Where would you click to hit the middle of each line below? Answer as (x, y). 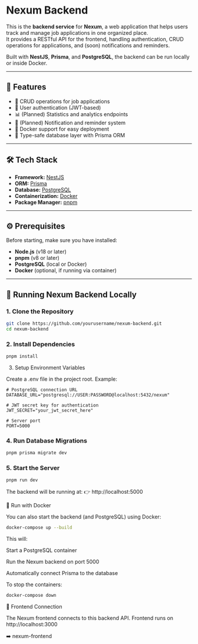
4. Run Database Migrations (47, 441)
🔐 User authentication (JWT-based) (58, 107)
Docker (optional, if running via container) (65, 270)
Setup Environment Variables (50, 367)
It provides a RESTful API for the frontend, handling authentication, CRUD (95, 39)
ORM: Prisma (31, 183)
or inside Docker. (27, 63)
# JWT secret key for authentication (52, 405)
